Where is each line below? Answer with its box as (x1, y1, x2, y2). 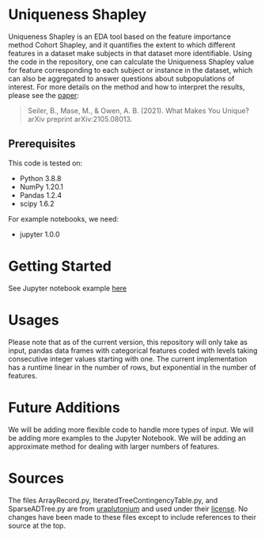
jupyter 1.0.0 (19, 229, 61, 239)
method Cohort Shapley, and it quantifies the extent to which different (8, 40, 236, 49)
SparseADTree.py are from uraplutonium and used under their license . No (8, 504, 248, 513)
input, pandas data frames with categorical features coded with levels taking (8, 346, 258, 355)
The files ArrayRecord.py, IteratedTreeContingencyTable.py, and (8, 495, 218, 505)
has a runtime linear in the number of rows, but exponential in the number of (8, 362, 257, 372)
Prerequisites (8, 137, 76, 151)
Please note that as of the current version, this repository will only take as (8, 337, 248, 347)
